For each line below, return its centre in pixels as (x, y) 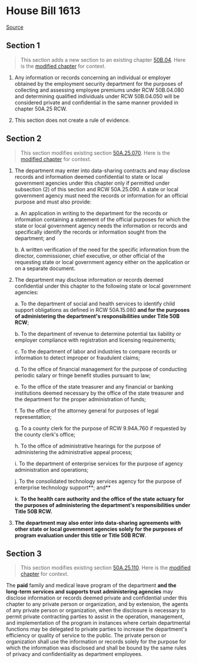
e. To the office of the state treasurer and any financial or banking (94, 387)
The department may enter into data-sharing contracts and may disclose (102, 170)
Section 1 (23, 46)
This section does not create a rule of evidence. (72, 120)
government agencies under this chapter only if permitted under (92, 183)
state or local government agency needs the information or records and (101, 225)
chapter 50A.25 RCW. (41, 109)
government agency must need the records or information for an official (101, 195)
